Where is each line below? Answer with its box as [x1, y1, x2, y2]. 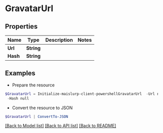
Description [45, 37, 73, 43]
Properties [5, 22, 38, 31]
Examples [5, 69, 35, 78]
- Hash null [7, 96, 29, 101]
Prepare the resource [12, 82, 55, 88]
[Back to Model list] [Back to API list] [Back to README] [5, 123, 116, 129]
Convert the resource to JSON [12, 105, 73, 111]
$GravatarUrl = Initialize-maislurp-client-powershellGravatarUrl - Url [5, 91, 155, 96]
